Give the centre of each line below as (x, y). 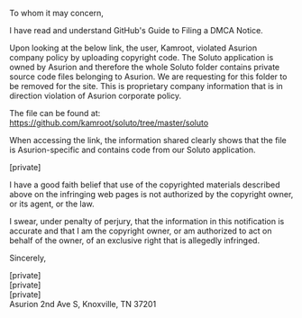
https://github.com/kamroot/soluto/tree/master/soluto (109, 123)
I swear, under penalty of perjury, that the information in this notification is (147, 221)
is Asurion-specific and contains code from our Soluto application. (133, 150)
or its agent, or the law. (52, 204)
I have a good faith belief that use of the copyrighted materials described (145, 185)
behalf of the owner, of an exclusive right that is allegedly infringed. (134, 241)
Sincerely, (28, 258)
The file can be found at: (55, 113)
